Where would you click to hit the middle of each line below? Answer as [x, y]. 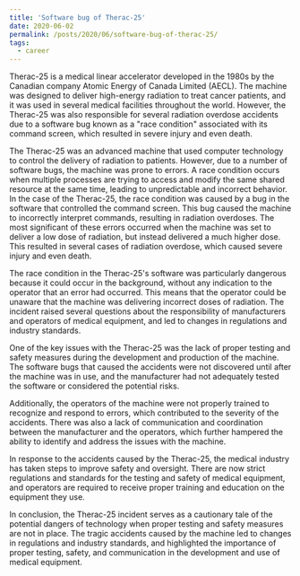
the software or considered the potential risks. [94, 386]
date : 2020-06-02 [42, 26]
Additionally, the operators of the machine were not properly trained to [140, 404]
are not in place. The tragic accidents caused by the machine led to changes [150, 534]
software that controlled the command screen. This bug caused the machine [150, 208]
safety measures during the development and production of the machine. [144, 358]
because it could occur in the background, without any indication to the [141, 283]
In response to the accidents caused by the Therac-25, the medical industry [149, 459]
